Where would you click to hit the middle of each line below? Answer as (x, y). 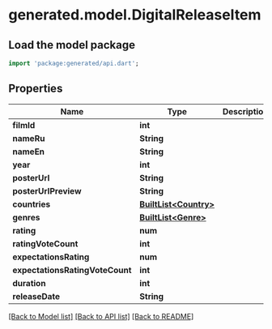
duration (29, 283)
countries (32, 204)
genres (26, 217)
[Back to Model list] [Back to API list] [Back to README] (101, 316)
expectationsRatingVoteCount (72, 270)
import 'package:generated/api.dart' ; (74, 63)
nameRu (29, 138)
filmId (24, 125)
